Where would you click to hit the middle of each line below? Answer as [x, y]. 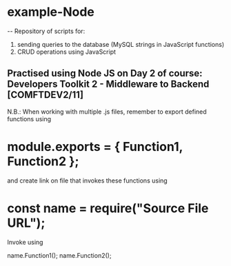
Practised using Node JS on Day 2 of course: [105, 73]
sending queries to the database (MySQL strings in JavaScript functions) [121, 44]
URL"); [26, 223]
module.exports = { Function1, [95, 146]
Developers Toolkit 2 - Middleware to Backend [108, 84]
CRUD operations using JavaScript [66, 52]
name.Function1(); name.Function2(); [59, 255]
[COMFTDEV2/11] [46, 95]
